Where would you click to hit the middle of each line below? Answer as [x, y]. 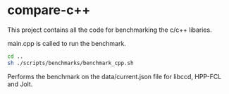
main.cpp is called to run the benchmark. [67, 43]
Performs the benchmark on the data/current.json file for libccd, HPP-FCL [114, 76]
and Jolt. [20, 84]
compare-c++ [49, 10]
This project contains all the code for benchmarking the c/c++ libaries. [110, 30]
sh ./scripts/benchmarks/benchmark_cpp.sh [70, 63]
